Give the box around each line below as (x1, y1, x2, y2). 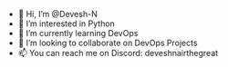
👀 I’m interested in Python (17, 18, 116, 29)
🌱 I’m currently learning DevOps (17, 28, 139, 38)
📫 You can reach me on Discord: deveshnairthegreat (17, 48, 219, 58)
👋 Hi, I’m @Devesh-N (17, 9, 98, 19)
